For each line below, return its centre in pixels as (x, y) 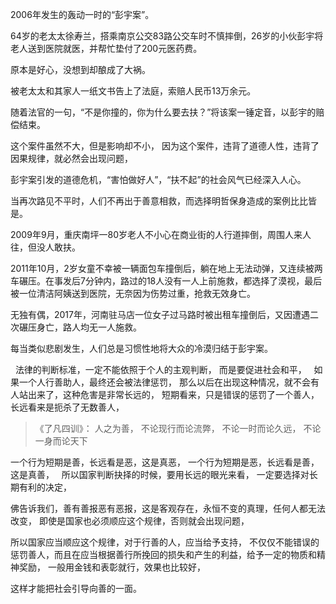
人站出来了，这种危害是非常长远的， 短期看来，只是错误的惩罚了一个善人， (165, 394)
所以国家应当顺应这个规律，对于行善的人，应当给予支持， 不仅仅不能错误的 (165, 542)
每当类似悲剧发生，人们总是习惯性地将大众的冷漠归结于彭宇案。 (141, 348)
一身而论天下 (61, 441)
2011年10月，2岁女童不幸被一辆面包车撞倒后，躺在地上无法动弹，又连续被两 (166, 268)
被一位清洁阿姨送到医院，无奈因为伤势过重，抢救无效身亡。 (133, 293)
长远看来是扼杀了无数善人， (67, 407)
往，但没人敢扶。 (45, 247)
